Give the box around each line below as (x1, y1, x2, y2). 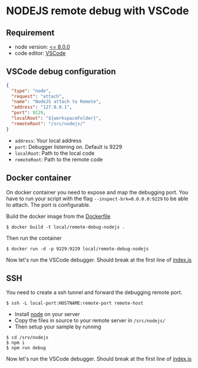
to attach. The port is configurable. (6, 201, 91, 208)
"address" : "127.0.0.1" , (11, 105, 72, 110)
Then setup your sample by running (14, 323, 101, 330)
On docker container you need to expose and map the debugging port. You (6, 188, 189, 196)
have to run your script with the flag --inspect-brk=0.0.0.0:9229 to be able (6, 195, 189, 202)
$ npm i (6, 340, 25, 346)
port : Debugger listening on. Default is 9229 (14, 143, 123, 150)
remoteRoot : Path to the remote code (14, 155, 103, 163)
